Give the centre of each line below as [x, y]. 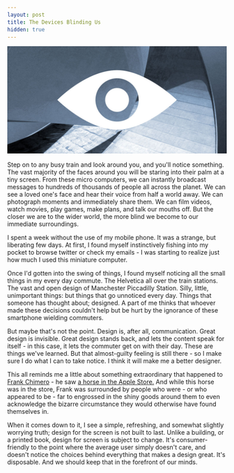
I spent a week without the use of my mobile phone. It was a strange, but [111, 238]
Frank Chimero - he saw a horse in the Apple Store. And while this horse [111, 382]
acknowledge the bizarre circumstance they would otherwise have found [112, 404]
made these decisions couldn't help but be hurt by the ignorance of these [113, 310]
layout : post [26, 15]
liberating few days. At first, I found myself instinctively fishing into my [108, 245]
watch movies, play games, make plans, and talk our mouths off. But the [110, 209]
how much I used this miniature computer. [67, 260]
